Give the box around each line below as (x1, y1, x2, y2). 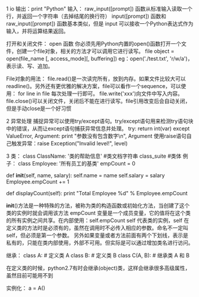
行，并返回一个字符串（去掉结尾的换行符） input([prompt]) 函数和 (6, 12, 166, 20)
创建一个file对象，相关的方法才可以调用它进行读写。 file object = (16, 48, 175, 55)
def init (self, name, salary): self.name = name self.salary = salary (6, 172, 165, 179)
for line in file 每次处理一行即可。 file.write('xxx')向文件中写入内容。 (17, 90, 183, 97)
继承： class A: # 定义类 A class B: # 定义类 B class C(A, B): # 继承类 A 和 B (6, 252, 190, 259)
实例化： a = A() (6, 285, 46, 292)
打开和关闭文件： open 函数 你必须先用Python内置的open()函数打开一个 (6, 40, 182, 47)
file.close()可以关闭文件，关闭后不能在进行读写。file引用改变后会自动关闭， (6, 98, 191, 104)
